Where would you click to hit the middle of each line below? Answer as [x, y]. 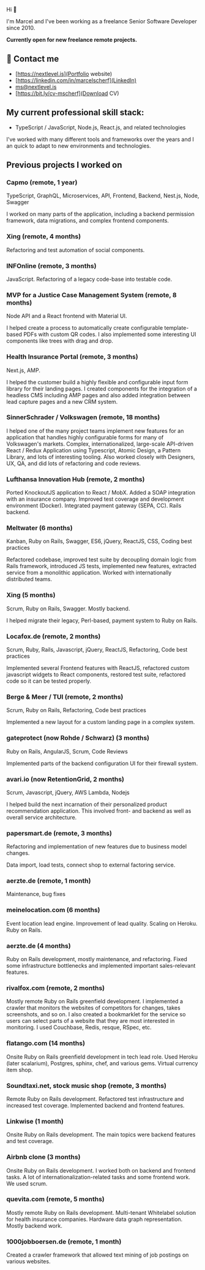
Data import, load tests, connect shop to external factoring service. [91, 865]
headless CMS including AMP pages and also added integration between [99, 395]
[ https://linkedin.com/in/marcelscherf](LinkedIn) [76, 80]
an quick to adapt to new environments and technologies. [79, 146]
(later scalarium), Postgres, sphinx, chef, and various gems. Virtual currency [102, 1063]
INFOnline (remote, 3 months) [51, 265]
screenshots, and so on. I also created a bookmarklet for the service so [96, 1014]
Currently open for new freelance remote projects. [72, 40]
